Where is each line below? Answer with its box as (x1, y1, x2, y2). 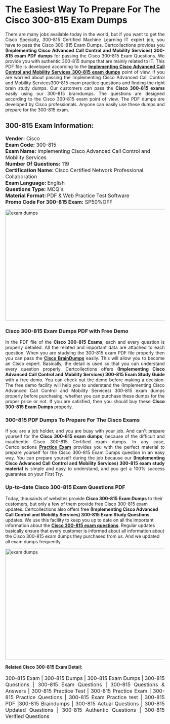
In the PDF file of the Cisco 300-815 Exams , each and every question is (5, 339, 165, 345)
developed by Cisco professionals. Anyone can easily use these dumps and (5, 101, 165, 107)
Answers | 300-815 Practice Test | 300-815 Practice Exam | (5, 687, 151, 694)
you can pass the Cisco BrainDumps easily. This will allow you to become (5, 355, 165, 361)
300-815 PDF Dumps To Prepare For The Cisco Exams (5, 416, 140, 423)
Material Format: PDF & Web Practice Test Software (5, 192, 130, 199)
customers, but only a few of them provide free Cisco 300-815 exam (5, 501, 148, 507)
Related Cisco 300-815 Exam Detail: (5, 664, 82, 670)
